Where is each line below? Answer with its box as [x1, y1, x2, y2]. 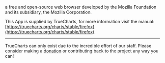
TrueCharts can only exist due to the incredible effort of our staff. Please [5, 43, 152, 48]
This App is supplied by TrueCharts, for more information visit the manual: [5, 19, 155, 24]
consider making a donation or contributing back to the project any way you [5, 48, 159, 54]
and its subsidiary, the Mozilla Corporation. [5, 9, 92, 15]
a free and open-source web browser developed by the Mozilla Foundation [5, 4, 157, 10]
